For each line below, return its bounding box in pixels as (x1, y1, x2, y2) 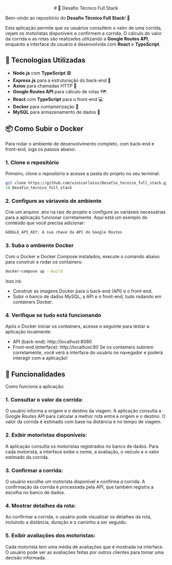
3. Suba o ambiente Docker (5, 242, 74, 249)
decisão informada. (5, 554, 46, 560)
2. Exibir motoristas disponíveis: (5, 431, 88, 438)
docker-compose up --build (5, 269, 63, 274)
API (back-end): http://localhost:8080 (12, 339, 92, 345)
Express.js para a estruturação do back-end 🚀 (12, 77, 111, 83)
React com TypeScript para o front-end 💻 (12, 96, 103, 102)
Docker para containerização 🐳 (12, 103, 79, 110)
